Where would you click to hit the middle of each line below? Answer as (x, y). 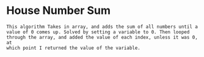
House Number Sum (59, 11)
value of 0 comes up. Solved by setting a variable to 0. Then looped (98, 32)
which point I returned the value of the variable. (73, 48)
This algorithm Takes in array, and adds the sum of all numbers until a (102, 27)
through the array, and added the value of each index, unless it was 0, (102, 37)
